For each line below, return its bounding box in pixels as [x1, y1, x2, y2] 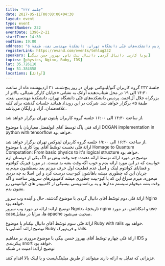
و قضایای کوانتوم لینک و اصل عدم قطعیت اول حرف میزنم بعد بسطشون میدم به [5, 165, 150, 170]
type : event [5, 21, 30, 26]
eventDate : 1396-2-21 [5, 30, 50, 35]
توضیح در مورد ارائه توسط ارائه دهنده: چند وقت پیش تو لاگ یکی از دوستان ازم [5, 154, 147, 160]
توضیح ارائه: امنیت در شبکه [5, 245, 55, 251]
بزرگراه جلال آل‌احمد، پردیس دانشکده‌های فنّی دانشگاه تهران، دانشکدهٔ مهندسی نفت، [5, 95, 159, 100]
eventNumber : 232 [5, 25, 41, 30]
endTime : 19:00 [5, 39, 37, 44]
